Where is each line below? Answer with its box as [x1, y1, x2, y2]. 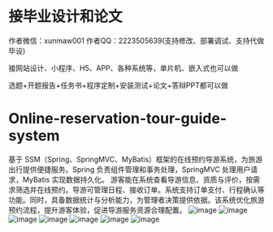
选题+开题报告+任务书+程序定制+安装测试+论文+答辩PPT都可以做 [8, 80, 229, 90]
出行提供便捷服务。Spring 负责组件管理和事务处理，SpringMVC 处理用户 [8, 164, 251, 174]
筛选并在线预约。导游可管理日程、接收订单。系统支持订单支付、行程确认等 [15, 184, 265, 195]
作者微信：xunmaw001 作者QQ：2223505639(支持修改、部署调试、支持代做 [8, 36, 265, 45]
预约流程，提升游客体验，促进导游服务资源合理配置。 [8, 204, 187, 215]
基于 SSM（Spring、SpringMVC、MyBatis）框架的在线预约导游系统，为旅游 [8, 154, 263, 164]
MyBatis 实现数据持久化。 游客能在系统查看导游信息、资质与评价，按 [22, 174, 253, 184]
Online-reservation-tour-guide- [8, 110, 227, 128]
